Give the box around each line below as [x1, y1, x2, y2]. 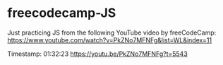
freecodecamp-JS [7, 5, 116, 21]
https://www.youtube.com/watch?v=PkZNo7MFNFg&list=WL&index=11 [7, 35, 212, 44]
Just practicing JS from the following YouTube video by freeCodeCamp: [7, 28, 217, 37]
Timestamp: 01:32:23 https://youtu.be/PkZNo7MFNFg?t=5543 [7, 49, 188, 58]
